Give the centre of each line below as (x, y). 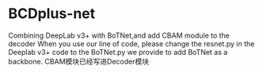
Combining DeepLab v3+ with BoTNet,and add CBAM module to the (119, 35)
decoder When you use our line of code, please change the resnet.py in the (131, 43)
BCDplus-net (52, 14)
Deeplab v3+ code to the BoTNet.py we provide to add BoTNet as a (118, 52)
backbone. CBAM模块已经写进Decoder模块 (78, 61)
